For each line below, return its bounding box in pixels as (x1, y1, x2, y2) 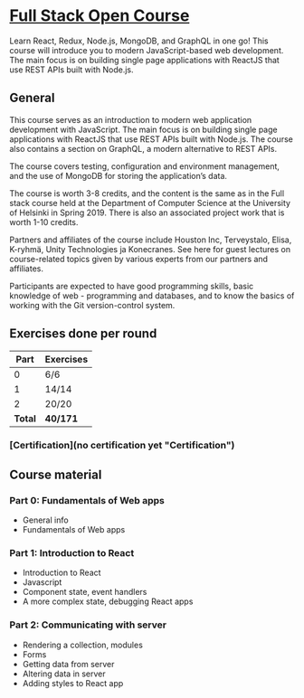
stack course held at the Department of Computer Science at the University (9, 197, 291, 208)
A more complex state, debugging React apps (22, 596, 194, 607)
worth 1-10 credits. (9, 216, 79, 227)
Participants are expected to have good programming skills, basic (9, 280, 254, 291)
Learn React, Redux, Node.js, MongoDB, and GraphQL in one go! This (9, 35, 269, 46)
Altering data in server (22, 668, 106, 679)
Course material (9, 467, 102, 482)
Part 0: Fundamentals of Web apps (9, 494, 166, 506)
